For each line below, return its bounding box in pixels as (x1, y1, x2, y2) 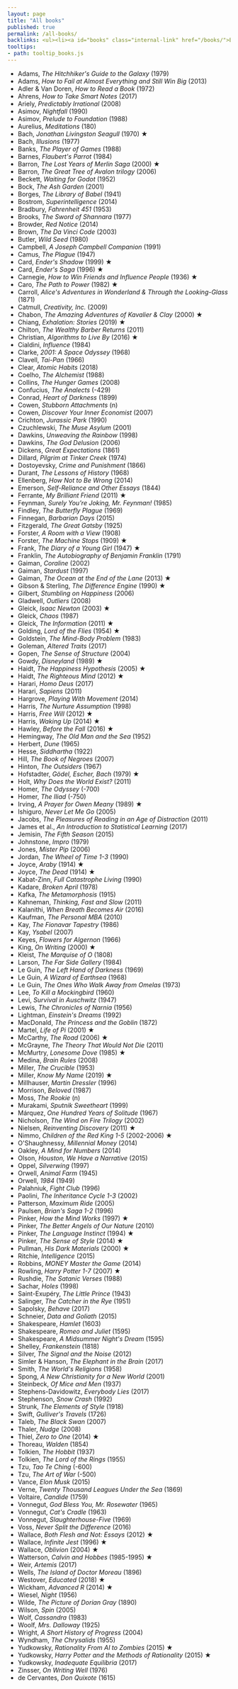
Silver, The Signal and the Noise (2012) (17, 1349, 132, 1358)
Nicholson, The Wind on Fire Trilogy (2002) (17, 1116, 144, 1124)
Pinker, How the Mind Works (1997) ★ (17, 1213, 129, 1223)
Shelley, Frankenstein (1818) (17, 1342, 100, 1350)
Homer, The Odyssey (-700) (17, 785, 101, 793)
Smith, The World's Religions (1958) (17, 1364, 123, 1373)
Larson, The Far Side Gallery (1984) (17, 958, 123, 966)
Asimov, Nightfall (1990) (17, 107, 89, 116)
